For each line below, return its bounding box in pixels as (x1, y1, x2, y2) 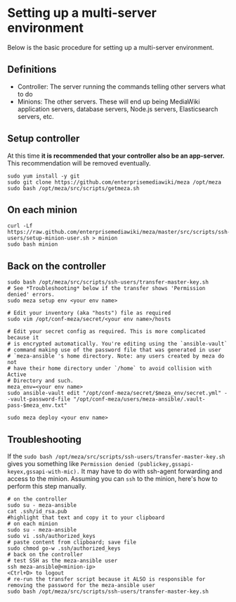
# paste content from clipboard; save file (7, 539, 137, 546)
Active (7, 371, 27, 378)
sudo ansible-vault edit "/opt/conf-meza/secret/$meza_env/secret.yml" (7, 389, 221, 397)
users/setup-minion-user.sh (7, 234, 90, 242)
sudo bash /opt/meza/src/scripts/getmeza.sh (7, 184, 140, 192)
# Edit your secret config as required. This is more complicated (7, 328, 206, 335)
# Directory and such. (7, 377, 74, 384)
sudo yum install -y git (7, 173, 80, 180)
